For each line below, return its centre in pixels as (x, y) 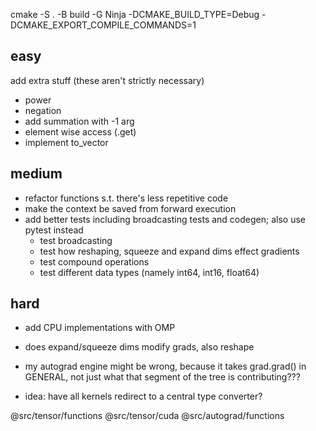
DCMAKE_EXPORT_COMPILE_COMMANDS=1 (103, 25)
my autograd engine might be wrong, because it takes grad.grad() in (165, 366)
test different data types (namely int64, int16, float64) (149, 272)
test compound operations (94, 261)
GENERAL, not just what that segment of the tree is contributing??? (162, 377)
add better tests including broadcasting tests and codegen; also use (165, 219)
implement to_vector (66, 142)
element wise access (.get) (80, 131)
